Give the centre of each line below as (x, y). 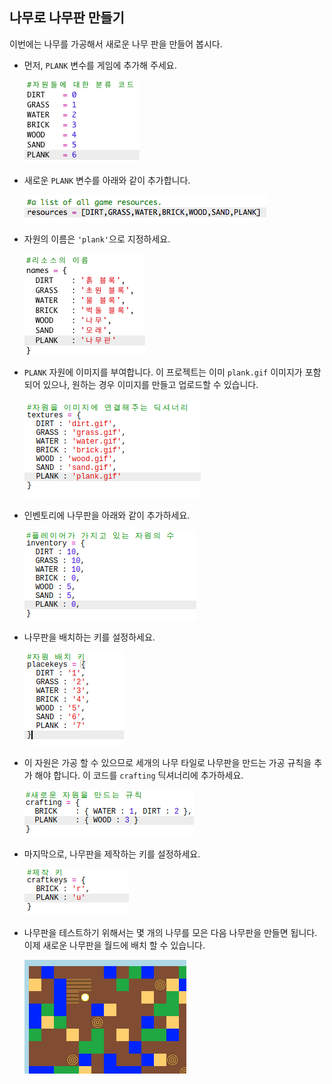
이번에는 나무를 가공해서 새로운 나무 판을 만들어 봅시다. (116, 44)
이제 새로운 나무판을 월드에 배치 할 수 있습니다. (114, 945)
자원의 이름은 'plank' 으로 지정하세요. (97, 239)
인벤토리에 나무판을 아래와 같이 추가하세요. (107, 515)
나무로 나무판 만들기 (67, 18)
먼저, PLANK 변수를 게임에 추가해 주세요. (100, 65)
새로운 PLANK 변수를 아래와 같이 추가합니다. (107, 180)
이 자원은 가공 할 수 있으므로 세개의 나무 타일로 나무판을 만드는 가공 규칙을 (167, 762)
